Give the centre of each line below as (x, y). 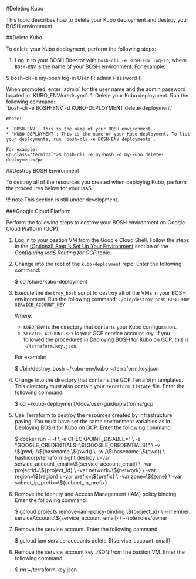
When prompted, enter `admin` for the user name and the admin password (96, 89)
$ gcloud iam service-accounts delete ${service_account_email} (93, 541)
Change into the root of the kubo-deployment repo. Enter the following (98, 264)
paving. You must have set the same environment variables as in (92, 421)
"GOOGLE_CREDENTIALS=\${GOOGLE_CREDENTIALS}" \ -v (87, 445)
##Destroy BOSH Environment (43, 171)
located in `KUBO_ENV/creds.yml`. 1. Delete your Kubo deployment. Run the (97, 95)
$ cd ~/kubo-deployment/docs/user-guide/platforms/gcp (84, 404)
